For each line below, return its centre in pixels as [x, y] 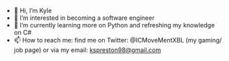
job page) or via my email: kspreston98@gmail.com [87, 50]
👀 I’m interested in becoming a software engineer [84, 18]
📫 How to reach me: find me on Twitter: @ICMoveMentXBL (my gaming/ [118, 40]
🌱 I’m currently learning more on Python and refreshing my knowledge [114, 25]
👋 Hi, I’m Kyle [33, 11]
